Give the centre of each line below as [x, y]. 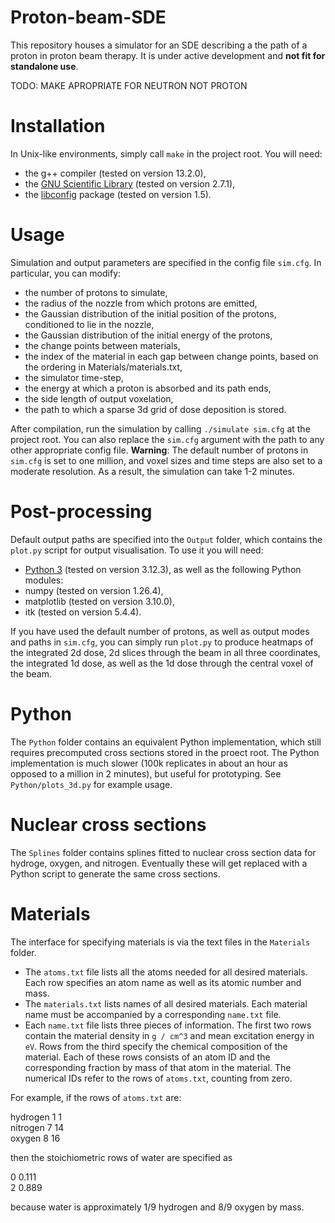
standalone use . [44, 66]
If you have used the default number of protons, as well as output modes [160, 631]
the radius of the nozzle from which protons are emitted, [141, 303]
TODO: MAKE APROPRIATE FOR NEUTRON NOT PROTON [129, 85]
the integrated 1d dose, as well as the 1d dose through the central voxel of [162, 663]
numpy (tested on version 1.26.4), [94, 590]
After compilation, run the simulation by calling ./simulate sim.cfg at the [160, 428]
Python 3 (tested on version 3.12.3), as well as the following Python [163, 569]
